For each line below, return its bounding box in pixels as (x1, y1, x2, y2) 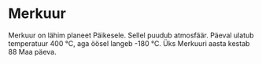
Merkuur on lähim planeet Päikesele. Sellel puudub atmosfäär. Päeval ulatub (8, 30, 254, 40)
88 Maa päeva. (8, 47, 57, 56)
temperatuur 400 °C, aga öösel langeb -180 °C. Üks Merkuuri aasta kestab (8, 38, 250, 48)
